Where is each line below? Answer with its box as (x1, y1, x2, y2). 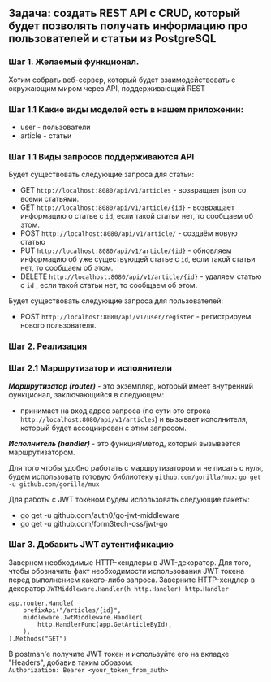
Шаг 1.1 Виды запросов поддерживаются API (8, 150, 195, 162)
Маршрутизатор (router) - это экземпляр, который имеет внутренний (8, 381, 254, 391)
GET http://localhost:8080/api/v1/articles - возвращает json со (19, 185, 247, 195)
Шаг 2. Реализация (8, 341, 88, 352)
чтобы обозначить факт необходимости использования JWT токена (8, 566, 245, 576)
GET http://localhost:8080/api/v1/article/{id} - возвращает (19, 202, 235, 212)
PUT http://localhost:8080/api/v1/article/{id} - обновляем (19, 245, 232, 255)
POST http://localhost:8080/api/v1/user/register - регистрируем (19, 312, 252, 322)
